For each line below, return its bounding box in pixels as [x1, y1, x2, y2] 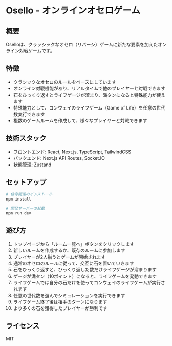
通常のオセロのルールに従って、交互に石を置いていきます [13, 260, 134, 266]
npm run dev [6, 211, 31, 216]
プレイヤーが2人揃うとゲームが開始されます [13, 253, 106, 260]
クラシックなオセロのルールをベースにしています [13, 79, 117, 85]
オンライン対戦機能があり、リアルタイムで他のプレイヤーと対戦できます [13, 85, 166, 92]
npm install [6, 196, 31, 202]
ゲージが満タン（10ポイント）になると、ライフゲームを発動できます [13, 273, 157, 279]
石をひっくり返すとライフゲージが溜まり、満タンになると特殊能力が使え [13, 92, 166, 98]
